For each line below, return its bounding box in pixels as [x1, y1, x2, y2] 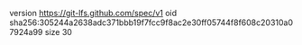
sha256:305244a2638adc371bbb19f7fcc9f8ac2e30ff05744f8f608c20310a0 [9, 17, 294, 28]
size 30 [44, 27, 72, 37]
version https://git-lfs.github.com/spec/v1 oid [9, 8, 178, 18]
